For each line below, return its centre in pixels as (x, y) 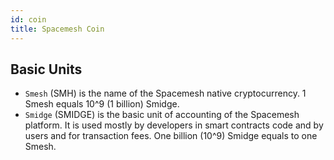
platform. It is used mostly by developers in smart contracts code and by (174, 125)
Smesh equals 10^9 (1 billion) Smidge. (102, 104)
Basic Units (46, 69)
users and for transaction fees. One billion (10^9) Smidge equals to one (171, 136)
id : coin (28, 19)
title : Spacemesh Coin (57, 29)
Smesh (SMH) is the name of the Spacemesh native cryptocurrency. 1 (165, 93)
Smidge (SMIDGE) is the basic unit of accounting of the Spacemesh (162, 115)
